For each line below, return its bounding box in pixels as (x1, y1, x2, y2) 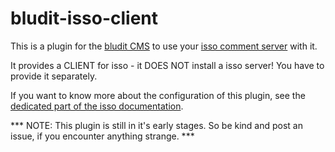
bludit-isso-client (10, 7, 159, 30)
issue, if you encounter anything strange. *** (10, 130, 195, 142)
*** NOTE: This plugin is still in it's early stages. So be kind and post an (10, 119, 304, 131)
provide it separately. (10, 70, 98, 82)
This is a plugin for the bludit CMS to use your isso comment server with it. (10, 40, 318, 52)
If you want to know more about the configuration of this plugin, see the (10, 89, 306, 101)
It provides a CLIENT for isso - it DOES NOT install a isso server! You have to (10, 59, 325, 71)
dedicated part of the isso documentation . (10, 100, 184, 112)
